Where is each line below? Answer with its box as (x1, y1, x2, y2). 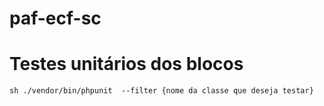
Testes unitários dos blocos (9, 53, 244, 76)
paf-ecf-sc (9, 7, 102, 30)
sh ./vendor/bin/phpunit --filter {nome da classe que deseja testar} (9, 86, 314, 96)
